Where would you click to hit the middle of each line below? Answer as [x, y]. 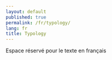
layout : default [26, 12]
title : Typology [26, 34]
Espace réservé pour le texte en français [56, 50]
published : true [26, 17]
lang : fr [17, 28]
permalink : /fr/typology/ [38, 23]
